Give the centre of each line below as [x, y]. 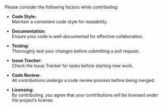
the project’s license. [33, 100]
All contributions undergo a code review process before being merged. [83, 80]
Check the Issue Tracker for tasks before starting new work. [72, 66]
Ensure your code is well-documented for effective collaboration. [77, 36]
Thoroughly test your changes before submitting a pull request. [76, 51]
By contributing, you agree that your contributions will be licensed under [85, 95]
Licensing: [23, 90]
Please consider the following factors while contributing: [62, 7]
